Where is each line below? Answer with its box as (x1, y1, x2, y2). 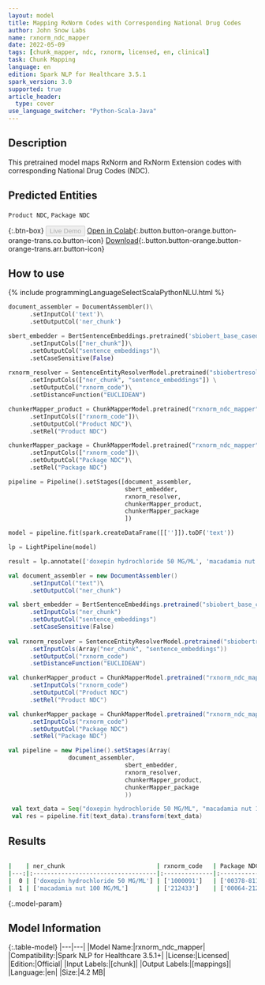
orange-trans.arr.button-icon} (8, 244, 105, 253)
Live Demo (50, 226, 81, 235)
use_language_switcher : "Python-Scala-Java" (8, 108, 157, 116)
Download (105, 235, 140, 245)
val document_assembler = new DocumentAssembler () (8, 571, 178, 580)
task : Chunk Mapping (8, 56, 77, 64)
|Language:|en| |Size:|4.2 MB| (8, 968, 106, 977)
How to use (8, 267, 65, 281)
